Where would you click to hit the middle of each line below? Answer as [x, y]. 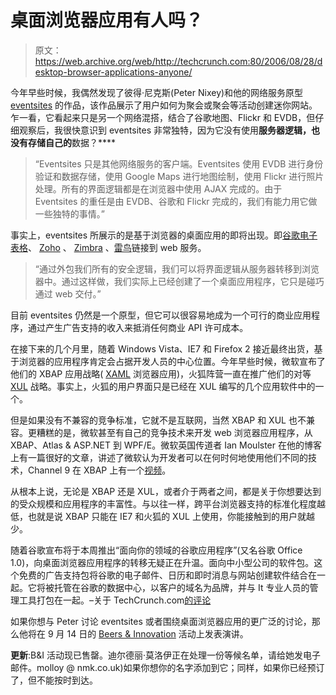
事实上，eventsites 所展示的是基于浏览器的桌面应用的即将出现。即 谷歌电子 [164, 235]
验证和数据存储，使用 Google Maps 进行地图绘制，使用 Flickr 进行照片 [179, 176]
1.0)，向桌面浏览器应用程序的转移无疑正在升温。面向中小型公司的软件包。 [162, 562]
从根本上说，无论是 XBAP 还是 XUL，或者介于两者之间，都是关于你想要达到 [166, 491]
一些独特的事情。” [69, 213]
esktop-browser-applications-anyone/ [113, 72]
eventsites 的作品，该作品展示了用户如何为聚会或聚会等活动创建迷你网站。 [164, 105]
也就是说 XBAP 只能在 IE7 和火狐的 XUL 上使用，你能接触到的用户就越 [171, 516]
